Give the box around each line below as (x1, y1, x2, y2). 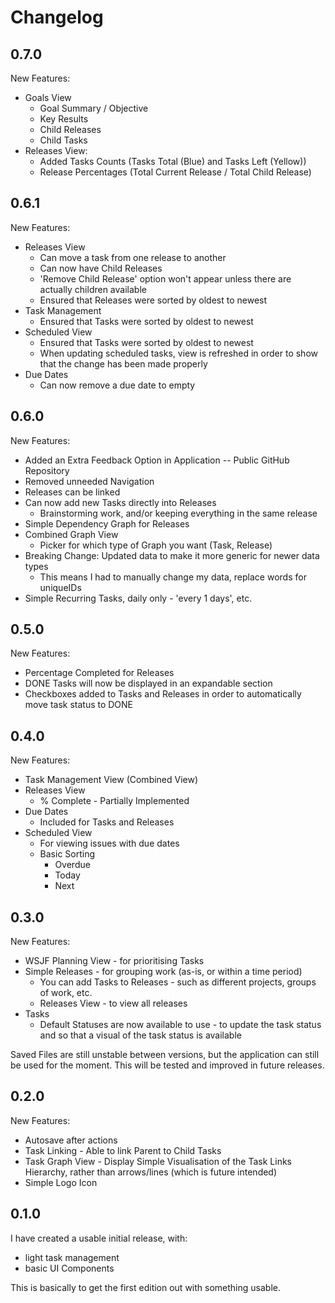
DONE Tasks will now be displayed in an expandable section (24, 677, 273, 690)
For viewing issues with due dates (39, 837, 180, 850)
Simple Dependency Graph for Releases (24, 517, 190, 530)
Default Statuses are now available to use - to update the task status (39, 1019, 322, 1031)
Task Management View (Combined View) (24, 774, 199, 786)
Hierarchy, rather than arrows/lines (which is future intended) (24, 1166, 278, 1178)
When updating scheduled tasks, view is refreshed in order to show (39, 347, 318, 359)
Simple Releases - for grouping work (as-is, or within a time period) (24, 966, 303, 978)
